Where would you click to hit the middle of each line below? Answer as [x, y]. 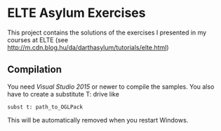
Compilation [34, 69]
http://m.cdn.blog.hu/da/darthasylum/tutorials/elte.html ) [88, 47]
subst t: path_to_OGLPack [45, 107]
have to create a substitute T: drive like [63, 94]
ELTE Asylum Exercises [76, 13]
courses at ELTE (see [38, 39]
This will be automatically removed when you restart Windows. [98, 120]
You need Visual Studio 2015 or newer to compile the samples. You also [111, 87]
